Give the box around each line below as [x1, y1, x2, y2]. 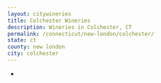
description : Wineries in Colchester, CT [7, 23, 133, 31]
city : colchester [7, 50, 59, 57]
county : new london [7, 43, 66, 50]
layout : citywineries [7, 10, 72, 18]
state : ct [7, 37, 37, 44]
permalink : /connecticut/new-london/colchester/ [7, 30, 155, 38]
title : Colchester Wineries [7, 17, 91, 24]
